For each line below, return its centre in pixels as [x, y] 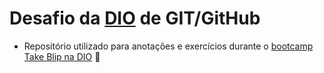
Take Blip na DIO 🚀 [62, 56]
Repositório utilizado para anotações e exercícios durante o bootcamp [168, 46]
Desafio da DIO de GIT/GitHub [135, 18]
